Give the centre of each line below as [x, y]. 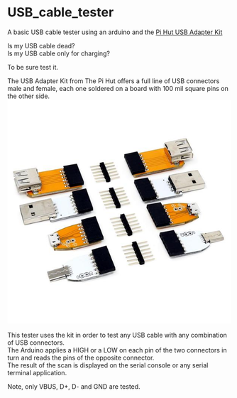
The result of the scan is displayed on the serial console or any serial [108, 365]
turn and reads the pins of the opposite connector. [81, 357]
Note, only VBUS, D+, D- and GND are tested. [74, 386]
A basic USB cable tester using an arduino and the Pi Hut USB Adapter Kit [115, 32]
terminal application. [37, 372]
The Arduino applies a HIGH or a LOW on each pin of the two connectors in [117, 350]
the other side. [29, 96]
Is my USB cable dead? [41, 45]
